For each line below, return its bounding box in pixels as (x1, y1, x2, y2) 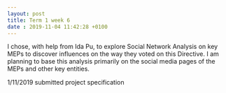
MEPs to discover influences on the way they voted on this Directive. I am (7, 50, 219, 58)
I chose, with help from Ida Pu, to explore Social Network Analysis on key (7, 43, 218, 51)
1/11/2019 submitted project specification (7, 78, 125, 87)
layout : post (7, 10, 45, 17)
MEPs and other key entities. (7, 64, 90, 73)
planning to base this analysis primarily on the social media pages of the (7, 57, 216, 66)
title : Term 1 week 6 (7, 17, 71, 24)
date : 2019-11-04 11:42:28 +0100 (7, 23, 108, 30)
